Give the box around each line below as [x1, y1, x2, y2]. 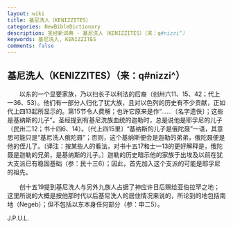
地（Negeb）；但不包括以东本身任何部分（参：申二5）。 [7, 199, 164, 209]
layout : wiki [7, 10, 45, 17]
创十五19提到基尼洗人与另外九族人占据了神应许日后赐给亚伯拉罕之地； [19, 182, 221, 191]
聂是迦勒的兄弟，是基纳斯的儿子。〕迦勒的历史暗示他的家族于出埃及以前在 [7, 150, 217, 158]
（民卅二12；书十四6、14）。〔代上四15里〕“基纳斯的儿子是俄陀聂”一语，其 [7, 124, 217, 133]
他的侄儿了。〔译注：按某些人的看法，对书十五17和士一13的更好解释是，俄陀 [7, 142, 223, 150]
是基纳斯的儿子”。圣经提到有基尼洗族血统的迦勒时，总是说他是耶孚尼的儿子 [7, 115, 223, 124]
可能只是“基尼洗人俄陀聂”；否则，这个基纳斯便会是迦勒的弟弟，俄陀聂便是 [12, 133, 225, 141]
